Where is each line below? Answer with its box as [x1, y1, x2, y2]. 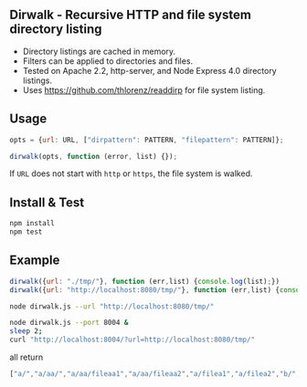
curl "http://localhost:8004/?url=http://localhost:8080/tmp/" [9, 335, 256, 345]
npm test [9, 227, 43, 236]
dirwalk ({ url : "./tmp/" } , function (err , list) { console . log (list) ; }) [9, 277, 281, 286]
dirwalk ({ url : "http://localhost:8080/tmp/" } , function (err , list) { [9, 285, 281, 295]
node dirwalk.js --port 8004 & [9, 319, 129, 328]
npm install [9, 219, 55, 228]
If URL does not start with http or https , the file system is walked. [9, 168, 253, 179]
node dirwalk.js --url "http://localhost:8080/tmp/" [9, 301, 215, 311]
